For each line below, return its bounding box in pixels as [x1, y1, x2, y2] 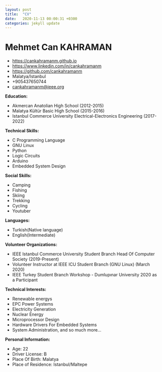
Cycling [12, 203, 28, 209]
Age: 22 [12, 346, 28, 352]
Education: [5, 93, 28, 99]
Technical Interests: [5, 287, 46, 292]
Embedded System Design [12, 163, 66, 169]
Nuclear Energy [12, 311, 44, 317]
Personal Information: [5, 336, 50, 342]
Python [12, 147, 27, 154]
